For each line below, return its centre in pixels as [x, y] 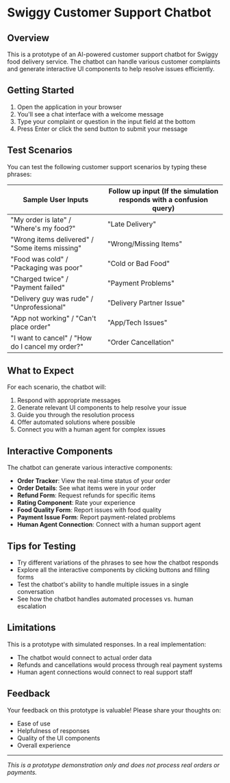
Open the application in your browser [69, 107]
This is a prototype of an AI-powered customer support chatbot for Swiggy [113, 54]
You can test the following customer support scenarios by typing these [107, 166]
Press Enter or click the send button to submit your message [102, 129]
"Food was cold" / [39, 259]
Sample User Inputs [56, 199]
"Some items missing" [46, 248]
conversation [36, 592]
